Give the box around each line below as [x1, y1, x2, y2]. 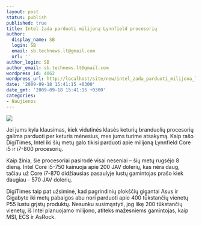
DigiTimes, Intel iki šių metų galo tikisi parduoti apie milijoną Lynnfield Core [6, 139, 191, 146]
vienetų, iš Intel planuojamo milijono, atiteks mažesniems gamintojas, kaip [6, 207, 189, 214]
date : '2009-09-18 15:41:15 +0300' [6, 82, 96, 88]
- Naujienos [6, 98, 36, 104]
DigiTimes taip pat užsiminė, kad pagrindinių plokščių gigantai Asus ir [6, 188, 179, 195]
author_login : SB [6, 59, 50, 65]
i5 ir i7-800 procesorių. [6, 145, 64, 152]
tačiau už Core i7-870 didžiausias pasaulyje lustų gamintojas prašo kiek [6, 169, 184, 177]
